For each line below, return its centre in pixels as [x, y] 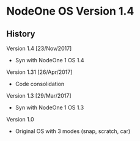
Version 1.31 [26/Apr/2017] [39, 72]
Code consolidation [40, 84]
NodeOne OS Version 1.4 [70, 11]
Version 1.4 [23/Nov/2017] [39, 48]
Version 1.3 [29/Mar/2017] [39, 96]
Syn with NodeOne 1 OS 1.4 [50, 60]
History [21, 34]
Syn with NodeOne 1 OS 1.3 [50, 107]
